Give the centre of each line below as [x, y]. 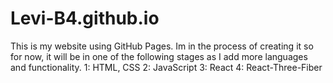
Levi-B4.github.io [85, 18]
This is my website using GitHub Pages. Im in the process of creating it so [162, 46]
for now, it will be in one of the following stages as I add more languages [159, 56]
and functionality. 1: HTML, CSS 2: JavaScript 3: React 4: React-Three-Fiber [166, 67]
